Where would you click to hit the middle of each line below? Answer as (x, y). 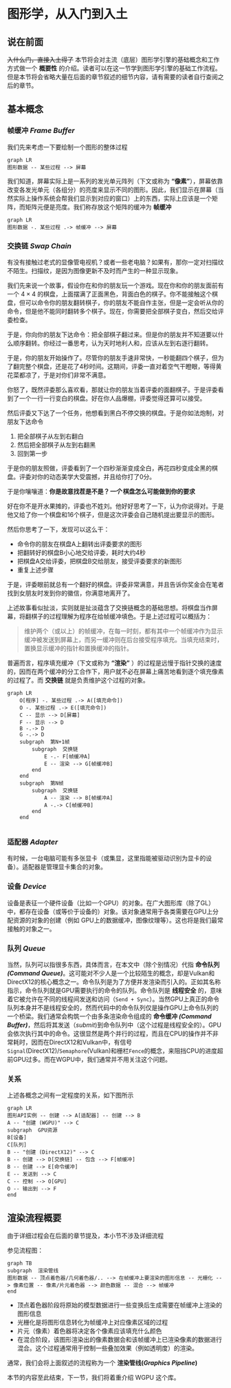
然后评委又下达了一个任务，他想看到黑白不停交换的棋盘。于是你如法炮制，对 (115, 413)
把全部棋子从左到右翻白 (50, 436)
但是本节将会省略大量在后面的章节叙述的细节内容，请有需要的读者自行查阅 (112, 77)
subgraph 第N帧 (42, 783)
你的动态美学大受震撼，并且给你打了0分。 (96, 476)
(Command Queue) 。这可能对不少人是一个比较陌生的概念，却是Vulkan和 (111, 973)
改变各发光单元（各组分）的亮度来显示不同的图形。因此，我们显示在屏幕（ (112, 190)
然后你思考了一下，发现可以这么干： (58, 529)
